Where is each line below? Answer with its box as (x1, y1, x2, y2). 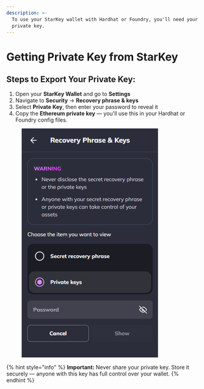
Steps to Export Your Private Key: (6, 74, 136, 84)
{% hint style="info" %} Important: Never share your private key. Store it (6, 364, 189, 371)
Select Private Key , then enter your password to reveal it (15, 103, 158, 111)
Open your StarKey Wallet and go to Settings (15, 91, 131, 98)
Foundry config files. (15, 116, 68, 124)
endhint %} (6, 377, 35, 384)
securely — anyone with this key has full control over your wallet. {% (6, 370, 179, 377)
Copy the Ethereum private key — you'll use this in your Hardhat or (15, 110, 186, 117)
